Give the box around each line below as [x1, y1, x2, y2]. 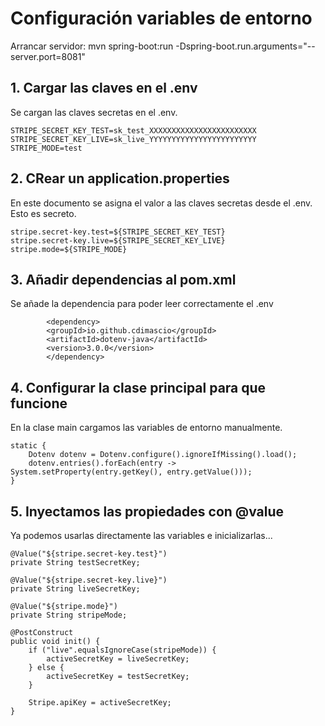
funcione [10, 395, 68, 412]
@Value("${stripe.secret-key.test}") [10, 549, 168, 559]
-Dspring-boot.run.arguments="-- [175, 40, 316, 52]
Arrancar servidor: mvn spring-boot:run [10, 40, 174, 52]
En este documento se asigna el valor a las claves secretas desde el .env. [10, 197, 313, 209]
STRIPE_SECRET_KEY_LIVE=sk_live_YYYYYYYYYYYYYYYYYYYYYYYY [10, 134, 257, 144]
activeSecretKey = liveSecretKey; [46, 654, 190, 664]
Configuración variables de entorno [10, 7, 313, 30]
